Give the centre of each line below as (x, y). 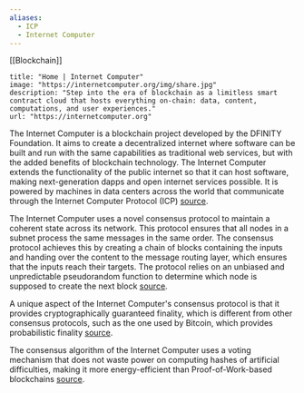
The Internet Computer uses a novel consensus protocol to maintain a (140, 219)
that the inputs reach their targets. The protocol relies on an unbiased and (147, 267)
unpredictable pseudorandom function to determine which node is (133, 277)
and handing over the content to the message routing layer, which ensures (148, 257)
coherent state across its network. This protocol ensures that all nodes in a (149, 229)
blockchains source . (47, 379)
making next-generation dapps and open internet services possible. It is (144, 182)
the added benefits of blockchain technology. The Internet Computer (138, 162)
